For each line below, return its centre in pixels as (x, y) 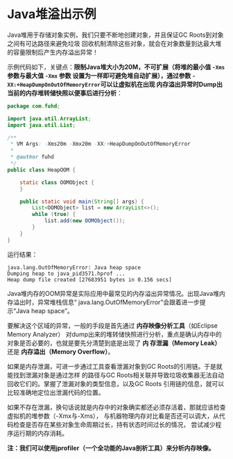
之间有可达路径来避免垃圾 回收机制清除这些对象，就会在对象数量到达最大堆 (114, 43)
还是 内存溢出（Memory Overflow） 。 (61, 351)
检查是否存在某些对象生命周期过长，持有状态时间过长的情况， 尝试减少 (114, 424)
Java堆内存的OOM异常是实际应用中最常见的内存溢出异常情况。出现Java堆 (113, 293)
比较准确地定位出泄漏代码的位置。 (56, 392)
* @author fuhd (32, 157)
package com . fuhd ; (34, 106)
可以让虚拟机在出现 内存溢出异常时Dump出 (162, 84)
